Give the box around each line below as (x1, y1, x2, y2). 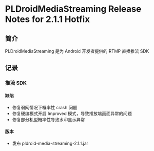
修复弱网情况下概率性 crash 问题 (12, 104, 77, 110)
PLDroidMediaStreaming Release (5, 3, 141, 15)
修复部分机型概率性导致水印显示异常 (12, 116, 85, 122)
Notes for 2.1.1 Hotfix (5, 14, 90, 25)
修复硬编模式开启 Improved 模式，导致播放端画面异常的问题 (12, 111, 132, 116)
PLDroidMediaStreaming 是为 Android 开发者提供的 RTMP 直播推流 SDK (5, 48, 149, 54)
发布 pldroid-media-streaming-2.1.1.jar (12, 140, 89, 146)
